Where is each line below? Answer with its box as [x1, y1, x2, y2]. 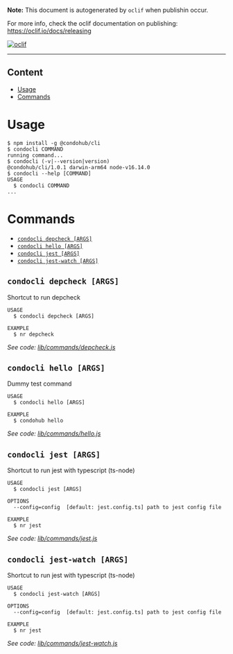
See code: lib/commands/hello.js [7, 429, 101, 438]
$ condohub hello [13, 418, 64, 424]
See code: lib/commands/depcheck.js [7, 343, 116, 351]
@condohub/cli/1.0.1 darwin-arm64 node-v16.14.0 [7, 164, 150, 171]
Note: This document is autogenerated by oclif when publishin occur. [7, 6, 209, 14]
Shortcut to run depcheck [7, 293, 81, 301]
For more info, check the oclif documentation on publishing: [7, 19, 178, 27]
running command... [7, 152, 64, 159]
